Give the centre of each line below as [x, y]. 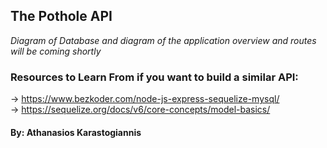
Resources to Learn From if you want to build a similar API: [154, 77]
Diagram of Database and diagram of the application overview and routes [163, 40]
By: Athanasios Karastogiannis [76, 132]
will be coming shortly [56, 51]
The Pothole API [61, 16]
